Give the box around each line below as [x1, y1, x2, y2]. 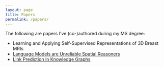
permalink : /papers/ [5, 17, 49, 22]
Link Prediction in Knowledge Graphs [12, 56, 91, 62]
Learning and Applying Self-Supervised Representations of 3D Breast [12, 40, 159, 46]
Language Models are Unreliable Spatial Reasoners [12, 51, 120, 57]
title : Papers [5, 12, 36, 17]
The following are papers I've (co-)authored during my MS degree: [5, 31, 145, 37]
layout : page [5, 7, 33, 13]
